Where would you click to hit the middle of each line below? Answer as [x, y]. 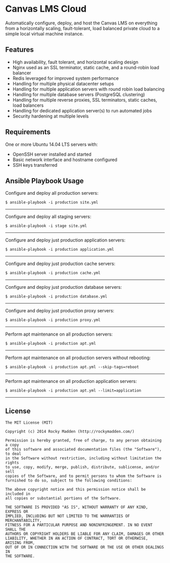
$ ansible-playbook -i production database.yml [56, 297]
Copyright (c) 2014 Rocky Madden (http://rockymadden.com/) [70, 432]
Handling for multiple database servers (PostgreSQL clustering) [79, 94]
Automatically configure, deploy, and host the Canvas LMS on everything [81, 23]
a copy [12, 445]
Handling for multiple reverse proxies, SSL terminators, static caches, [85, 100]
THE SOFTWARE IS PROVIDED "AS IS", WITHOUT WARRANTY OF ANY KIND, [77, 507]
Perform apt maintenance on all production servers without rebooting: [78, 358]
